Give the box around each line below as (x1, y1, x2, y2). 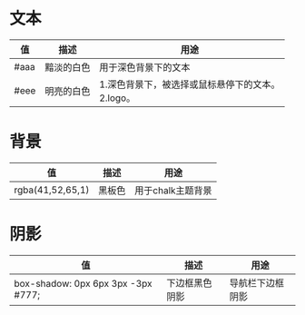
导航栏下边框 (229, 276, 284, 289)
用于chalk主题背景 (134, 183, 212, 196)
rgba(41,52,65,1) (14, 183, 90, 196)
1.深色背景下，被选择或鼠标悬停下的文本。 (99, 78, 280, 91)
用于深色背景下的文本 (99, 61, 191, 74)
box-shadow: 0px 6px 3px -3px (14, 277, 152, 290)
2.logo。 (99, 92, 136, 104)
